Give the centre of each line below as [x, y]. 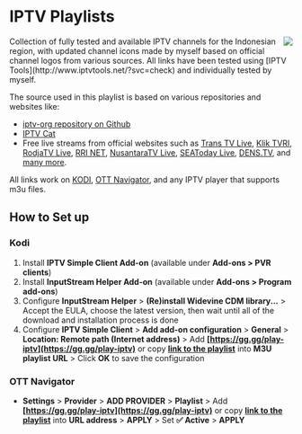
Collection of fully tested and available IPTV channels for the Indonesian [143, 41]
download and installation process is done [100, 320]
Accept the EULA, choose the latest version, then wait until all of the [148, 310]
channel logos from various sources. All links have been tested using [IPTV [148, 60]
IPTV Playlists [62, 17]
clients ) [37, 272]
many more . [44, 162]
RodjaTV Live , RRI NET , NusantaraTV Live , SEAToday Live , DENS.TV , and [156, 152]
